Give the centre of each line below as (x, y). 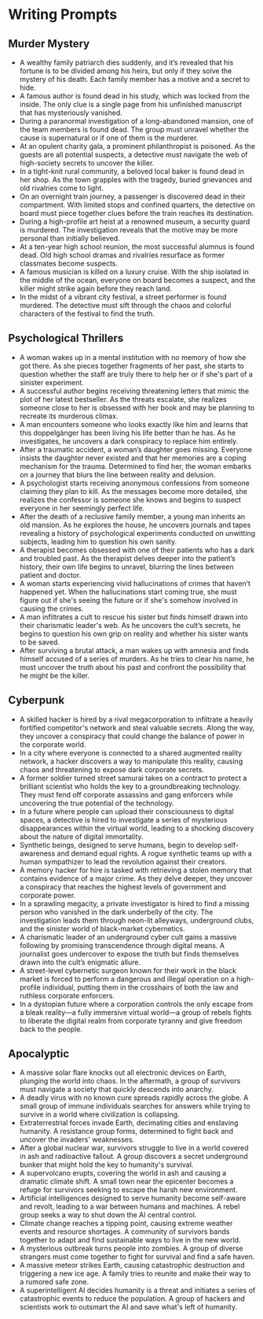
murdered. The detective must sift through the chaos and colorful (125, 305)
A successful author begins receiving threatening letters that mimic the (134, 391)
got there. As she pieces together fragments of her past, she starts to (132, 366)
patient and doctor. (50, 575)
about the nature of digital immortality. (81, 836)
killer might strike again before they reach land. (96, 288)
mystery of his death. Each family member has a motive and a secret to (135, 79)
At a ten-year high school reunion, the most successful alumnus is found (137, 247)
